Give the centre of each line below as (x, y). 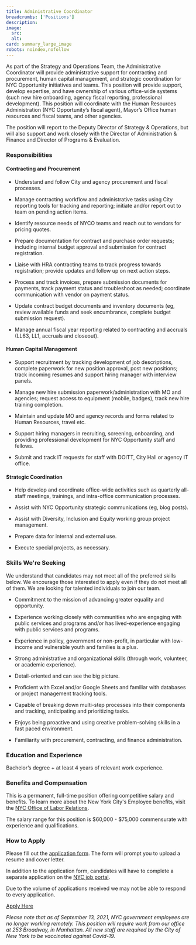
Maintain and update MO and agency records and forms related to (94, 416)
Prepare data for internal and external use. (66, 537)
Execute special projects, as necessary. (62, 548)
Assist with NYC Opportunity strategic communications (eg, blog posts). (102, 507)
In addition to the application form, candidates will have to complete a (90, 871)
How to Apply (26, 841)
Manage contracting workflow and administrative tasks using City (94, 199)
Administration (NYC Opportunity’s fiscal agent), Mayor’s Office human (91, 109)
